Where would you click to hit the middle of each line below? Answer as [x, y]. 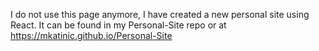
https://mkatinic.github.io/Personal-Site [91, 35]
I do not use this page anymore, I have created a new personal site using [160, 14]
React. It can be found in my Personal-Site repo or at [118, 25]
